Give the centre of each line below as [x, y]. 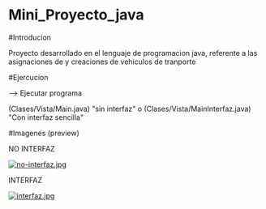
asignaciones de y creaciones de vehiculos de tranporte [102, 62]
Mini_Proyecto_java [76, 15]
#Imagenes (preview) [44, 133]
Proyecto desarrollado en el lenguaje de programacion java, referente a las [133, 53]
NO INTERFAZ [32, 148]
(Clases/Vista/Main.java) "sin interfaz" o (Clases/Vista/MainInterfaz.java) [130, 109]
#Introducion [30, 37]
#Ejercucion [28, 77]
